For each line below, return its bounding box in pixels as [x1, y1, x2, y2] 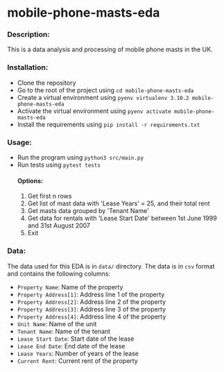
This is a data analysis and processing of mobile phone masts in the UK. [7, 45, 213, 53]
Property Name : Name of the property [17, 282, 123, 291]
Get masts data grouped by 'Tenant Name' [27, 207, 149, 215]
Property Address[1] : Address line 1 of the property [17, 290, 165, 298]
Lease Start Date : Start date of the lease [17, 335, 135, 343]
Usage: [7, 137, 33, 147]
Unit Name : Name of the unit [17, 319, 97, 328]
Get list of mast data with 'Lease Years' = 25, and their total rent [27, 199, 210, 208]
